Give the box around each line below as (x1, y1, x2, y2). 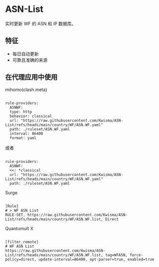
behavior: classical (9, 114, 52, 119)
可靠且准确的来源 (12, 57, 48, 63)
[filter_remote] (5, 239, 39, 245)
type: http (9, 109, 32, 114)
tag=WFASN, (105, 253, 128, 258)
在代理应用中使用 (5, 73, 58, 82)
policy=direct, (5, 257, 37, 262)
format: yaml (9, 135, 37, 140)
